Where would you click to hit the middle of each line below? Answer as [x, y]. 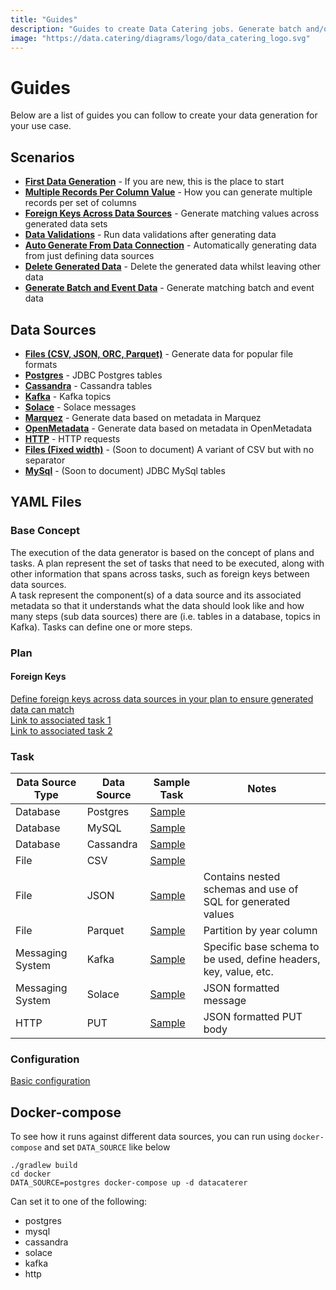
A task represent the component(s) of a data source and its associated [156, 595]
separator [45, 460]
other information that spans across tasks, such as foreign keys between [160, 573]
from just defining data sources [89, 256]
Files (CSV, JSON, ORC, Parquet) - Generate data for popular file [159, 353]
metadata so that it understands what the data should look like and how [157, 605]
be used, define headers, [262, 959]
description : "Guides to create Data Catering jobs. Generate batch [156, 29]
